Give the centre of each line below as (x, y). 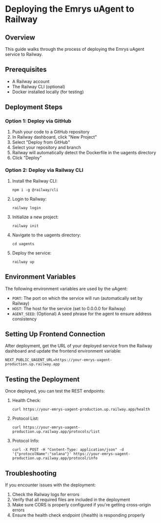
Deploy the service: (32, 253)
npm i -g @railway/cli (35, 190)
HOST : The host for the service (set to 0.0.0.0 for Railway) (69, 308)
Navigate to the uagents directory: (47, 235)
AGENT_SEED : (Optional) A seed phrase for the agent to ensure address (82, 314)
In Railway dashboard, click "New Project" (54, 137)
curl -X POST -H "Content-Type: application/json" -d (68, 450)
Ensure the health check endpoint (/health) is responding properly (79, 515)
